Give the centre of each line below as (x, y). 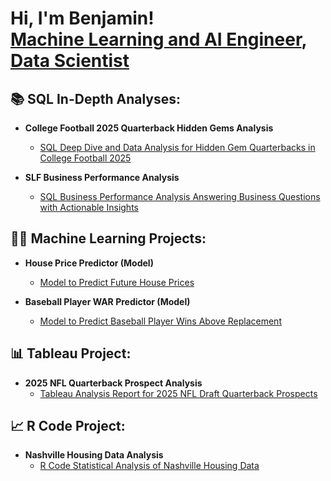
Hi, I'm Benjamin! (82, 18)
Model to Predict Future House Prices (117, 282)
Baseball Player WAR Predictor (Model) (107, 301)
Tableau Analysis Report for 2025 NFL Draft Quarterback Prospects (178, 393)
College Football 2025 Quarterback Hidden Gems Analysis (149, 128)
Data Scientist (70, 61)
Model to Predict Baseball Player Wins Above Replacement (160, 321)
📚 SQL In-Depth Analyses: (95, 98)
